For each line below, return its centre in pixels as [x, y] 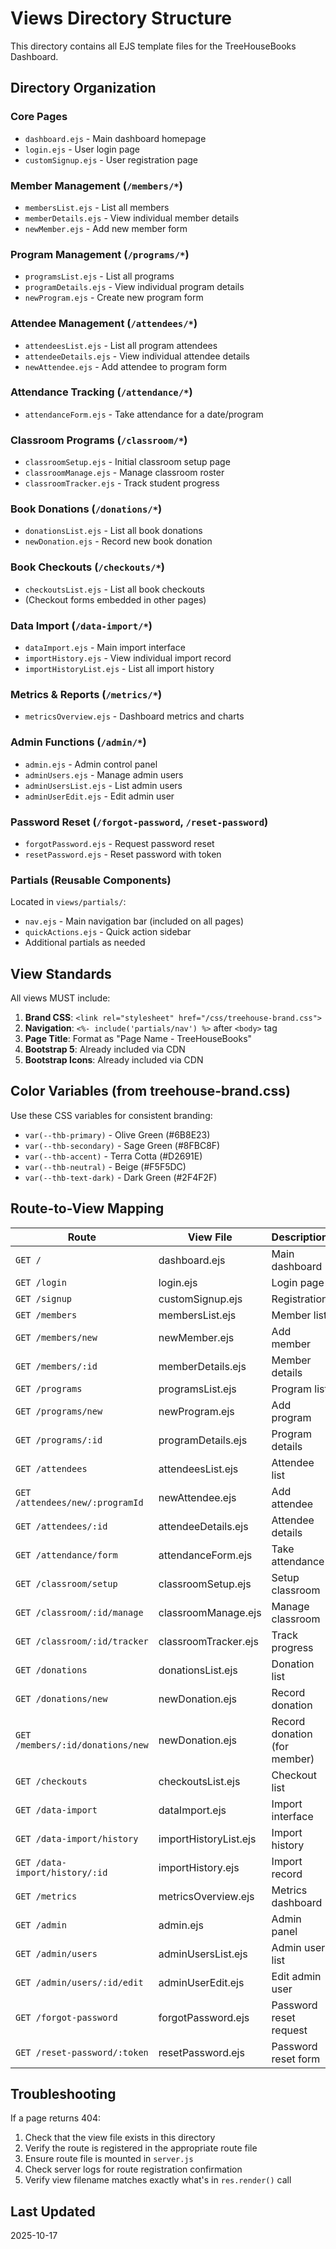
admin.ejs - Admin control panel [91, 764]
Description [300, 1237]
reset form [296, 2059]
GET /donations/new [61, 1698]
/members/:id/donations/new [82, 1745]
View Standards [61, 973]
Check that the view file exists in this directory [120, 2138]
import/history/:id [61, 1872]
